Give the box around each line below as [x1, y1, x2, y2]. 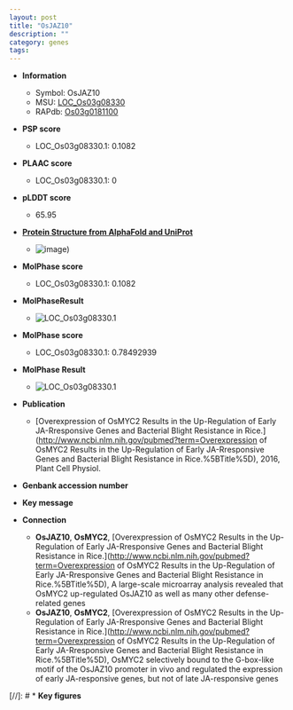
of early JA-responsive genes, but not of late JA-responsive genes [35, 674, 279, 684]
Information [21, 70, 67, 81]
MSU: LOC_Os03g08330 [35, 97, 126, 107]
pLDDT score [21, 193, 72, 203]
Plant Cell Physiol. [35, 463, 102, 474]
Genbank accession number [21, 480, 128, 491]
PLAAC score [21, 158, 73, 169]
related [35, 598, 62, 609]
